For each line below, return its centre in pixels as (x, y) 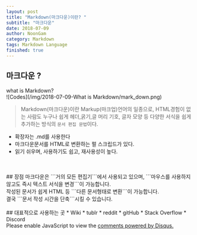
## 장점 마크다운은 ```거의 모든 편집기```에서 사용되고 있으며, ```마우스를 (88, 176)
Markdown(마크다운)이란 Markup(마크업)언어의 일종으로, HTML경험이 (103, 109)
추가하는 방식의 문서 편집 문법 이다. (59, 124)
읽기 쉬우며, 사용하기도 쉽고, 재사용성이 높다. (66, 151)
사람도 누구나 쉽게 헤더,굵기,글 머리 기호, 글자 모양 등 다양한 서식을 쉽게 (109, 116)
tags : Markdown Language (37, 45)
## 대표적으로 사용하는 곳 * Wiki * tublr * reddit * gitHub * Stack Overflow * (96, 212)
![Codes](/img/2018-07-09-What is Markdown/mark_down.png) (84, 97)
